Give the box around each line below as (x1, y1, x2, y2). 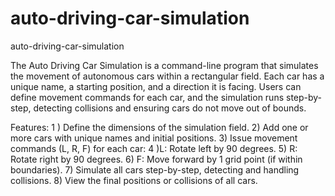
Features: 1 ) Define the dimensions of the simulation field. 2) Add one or (10, 121, 309, 133)
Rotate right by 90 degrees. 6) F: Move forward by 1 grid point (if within (10, 153, 303, 165)
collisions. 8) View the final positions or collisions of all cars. (10, 174, 258, 186)
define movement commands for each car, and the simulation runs (10, 91, 285, 103)
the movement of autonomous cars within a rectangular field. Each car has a (10, 70, 325, 82)
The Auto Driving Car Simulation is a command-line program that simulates (10, 59, 319, 71)
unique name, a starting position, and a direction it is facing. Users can (10, 80, 302, 92)
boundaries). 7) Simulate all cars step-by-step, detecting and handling (10, 163, 300, 176)
